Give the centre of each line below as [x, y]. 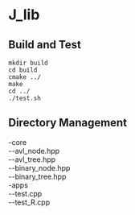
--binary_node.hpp [39, 167]
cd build [23, 70]
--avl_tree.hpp [32, 159]
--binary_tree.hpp [37, 176]
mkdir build [28, 63]
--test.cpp [25, 193]
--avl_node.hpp [34, 151]
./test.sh [25, 98]
